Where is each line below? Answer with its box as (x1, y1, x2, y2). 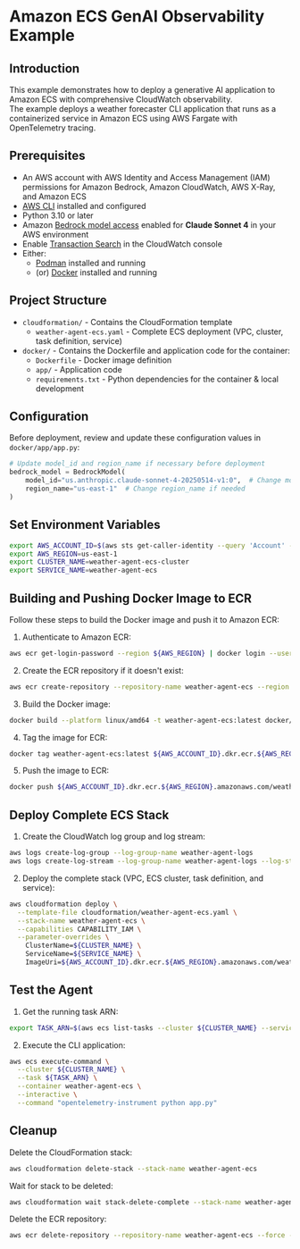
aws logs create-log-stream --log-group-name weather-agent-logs (9, 857, 257, 866)
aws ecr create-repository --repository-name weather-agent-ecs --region (9, 682, 290, 692)
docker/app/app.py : (9, 442, 80, 453)
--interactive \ (17, 1090, 78, 1100)
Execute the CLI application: (21, 1039, 126, 1051)
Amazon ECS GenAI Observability (9, 6, 265, 27)
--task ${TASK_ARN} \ (17, 1074, 98, 1083)
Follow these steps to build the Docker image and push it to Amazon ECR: (9, 614, 279, 624)
